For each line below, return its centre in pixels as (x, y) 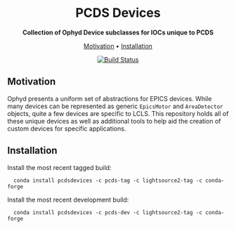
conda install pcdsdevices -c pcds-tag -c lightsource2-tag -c (108, 181)
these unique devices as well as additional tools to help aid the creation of (114, 121)
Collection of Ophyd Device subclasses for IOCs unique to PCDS (118, 32)
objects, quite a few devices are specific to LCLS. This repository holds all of (118, 113)
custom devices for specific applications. (67, 129)
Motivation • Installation (118, 46)
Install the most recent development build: (68, 199)
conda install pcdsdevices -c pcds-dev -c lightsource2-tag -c (108, 212)
